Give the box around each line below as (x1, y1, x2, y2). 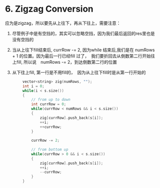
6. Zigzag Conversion (5, 3, 94, 15)
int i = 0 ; (22, 84, 45, 89)
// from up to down (31, 97, 71, 102)
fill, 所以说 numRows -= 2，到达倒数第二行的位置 (16, 59, 117, 65)
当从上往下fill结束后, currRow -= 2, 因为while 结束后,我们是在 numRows (12, 47, 155, 53)
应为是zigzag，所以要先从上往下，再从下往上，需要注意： (5, 20, 121, 26)
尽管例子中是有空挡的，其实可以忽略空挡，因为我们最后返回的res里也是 (12, 30, 155, 36)
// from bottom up (31, 147, 69, 152)
